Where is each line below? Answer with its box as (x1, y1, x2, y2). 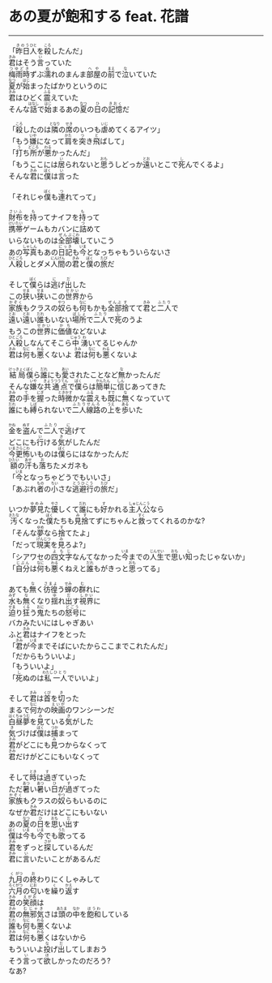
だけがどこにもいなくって (15, 752, 100, 762)
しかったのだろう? (50, 956, 111, 966)
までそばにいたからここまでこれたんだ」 (36, 641, 172, 650)
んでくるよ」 (185, 160, 228, 170)
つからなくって (57, 740, 108, 750)
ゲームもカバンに (23, 224, 80, 234)
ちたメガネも (45, 460, 89, 470)
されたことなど (68, 370, 119, 380)
